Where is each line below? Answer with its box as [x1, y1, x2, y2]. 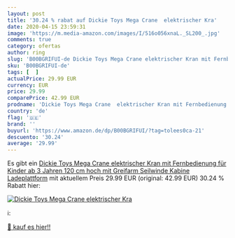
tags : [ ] [7, 68, 39, 75]
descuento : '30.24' [7, 133, 64, 140]
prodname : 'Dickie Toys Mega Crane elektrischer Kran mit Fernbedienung [7, 101, 227, 108]
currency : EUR [7, 82, 49, 89]
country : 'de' [7, 107, 49, 114]
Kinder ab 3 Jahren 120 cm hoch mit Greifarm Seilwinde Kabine [7, 167, 190, 175]
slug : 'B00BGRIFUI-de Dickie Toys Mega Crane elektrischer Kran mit [7, 56, 211, 63]
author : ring [7, 50, 45, 57]
